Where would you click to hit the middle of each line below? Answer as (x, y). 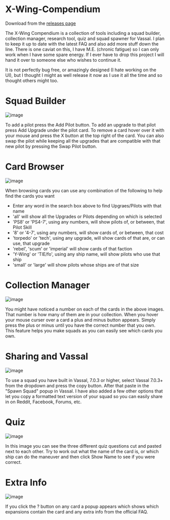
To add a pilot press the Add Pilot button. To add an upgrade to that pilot (80, 124)
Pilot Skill (22, 227)
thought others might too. (32, 80)
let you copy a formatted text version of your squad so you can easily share (84, 396)
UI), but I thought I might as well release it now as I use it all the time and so (84, 75)
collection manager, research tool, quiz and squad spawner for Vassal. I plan (85, 38)
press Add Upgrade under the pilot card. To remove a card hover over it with (85, 130)
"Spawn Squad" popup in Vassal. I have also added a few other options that (84, 391)
